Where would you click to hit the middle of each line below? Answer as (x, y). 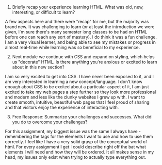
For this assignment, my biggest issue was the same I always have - (73, 131)
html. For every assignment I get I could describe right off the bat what (76, 147)
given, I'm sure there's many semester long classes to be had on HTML (76, 32)
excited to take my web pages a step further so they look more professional (81, 92)
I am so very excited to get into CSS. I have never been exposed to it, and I (80, 76)
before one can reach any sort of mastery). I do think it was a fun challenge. (81, 37)
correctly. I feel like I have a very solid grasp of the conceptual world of (76, 142)
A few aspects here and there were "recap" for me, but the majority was (77, 22)
